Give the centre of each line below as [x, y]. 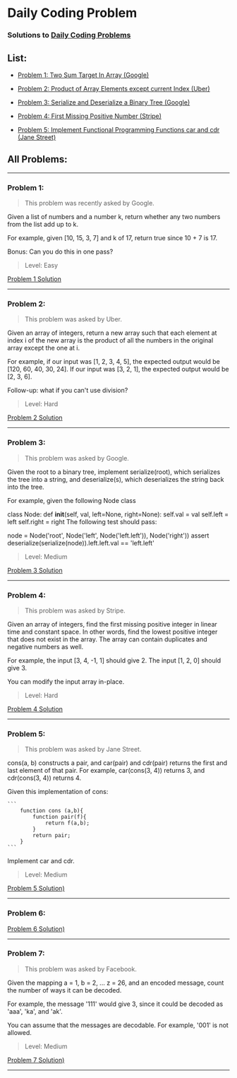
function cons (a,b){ [51, 811]
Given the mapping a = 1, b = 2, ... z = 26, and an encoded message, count [116, 983]
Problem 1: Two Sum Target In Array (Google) [83, 75]
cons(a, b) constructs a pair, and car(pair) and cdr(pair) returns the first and [117, 763]
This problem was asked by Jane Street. [83, 750]
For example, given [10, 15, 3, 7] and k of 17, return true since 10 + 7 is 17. [112, 238]
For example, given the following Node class [72, 500]
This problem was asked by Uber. [73, 319]
